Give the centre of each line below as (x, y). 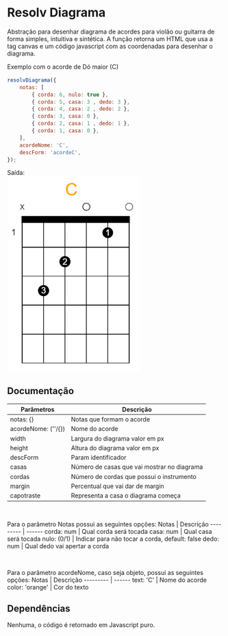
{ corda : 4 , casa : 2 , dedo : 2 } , (81, 109)
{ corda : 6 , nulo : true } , (70, 95)
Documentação (40, 391)
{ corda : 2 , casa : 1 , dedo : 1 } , (81, 124)
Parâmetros (37, 409)
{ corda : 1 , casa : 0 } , (65, 131)
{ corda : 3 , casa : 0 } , (65, 117)
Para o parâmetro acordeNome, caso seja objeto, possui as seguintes (105, 572)
